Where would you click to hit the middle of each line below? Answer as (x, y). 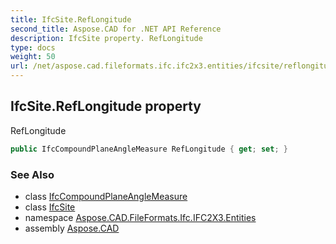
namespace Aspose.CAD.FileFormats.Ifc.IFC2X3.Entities (140, 217)
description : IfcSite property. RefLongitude (106, 38)
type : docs (33, 47)
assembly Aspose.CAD (72, 228)
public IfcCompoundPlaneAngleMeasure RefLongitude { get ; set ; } (149, 149)
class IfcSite (50, 207)
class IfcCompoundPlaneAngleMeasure (106, 196)
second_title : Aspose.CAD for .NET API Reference (116, 29)
